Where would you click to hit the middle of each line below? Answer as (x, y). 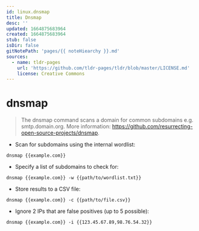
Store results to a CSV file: (48, 189)
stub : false (21, 40)
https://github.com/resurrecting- (152, 127)
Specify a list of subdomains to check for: (67, 167)
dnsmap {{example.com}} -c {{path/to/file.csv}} (68, 200)
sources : (17, 57)
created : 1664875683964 (36, 34)
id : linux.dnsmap (28, 12)
